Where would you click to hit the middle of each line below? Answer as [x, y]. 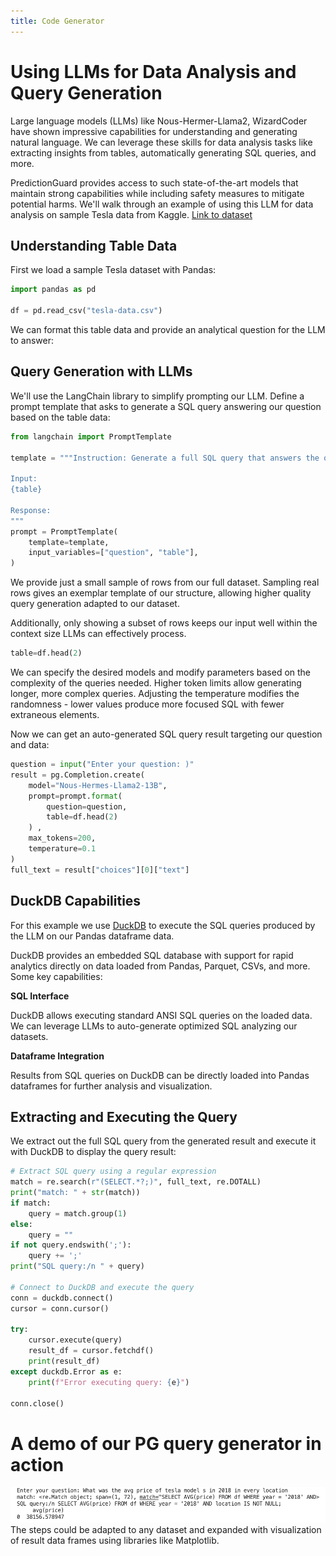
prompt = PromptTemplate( [64, 531]
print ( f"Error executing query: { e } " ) [109, 1382]
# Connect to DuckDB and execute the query [102, 1287]
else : [21, 1224]
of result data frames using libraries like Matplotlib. [115, 1541]
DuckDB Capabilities [76, 901]
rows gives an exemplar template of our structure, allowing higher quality [161, 593]
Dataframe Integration [57, 1056]
